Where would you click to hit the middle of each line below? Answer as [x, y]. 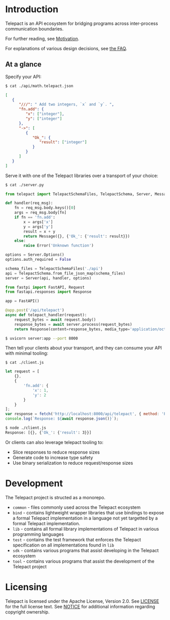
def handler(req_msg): [29, 203]
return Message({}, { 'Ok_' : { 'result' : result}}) [77, 236]
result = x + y [39, 231]
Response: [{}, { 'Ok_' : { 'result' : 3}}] [49, 432]
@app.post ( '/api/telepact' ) [35, 311]
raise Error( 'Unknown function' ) [59, 246]
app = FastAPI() [22, 301]
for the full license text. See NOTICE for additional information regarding [80, 606]
